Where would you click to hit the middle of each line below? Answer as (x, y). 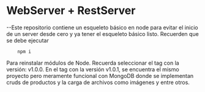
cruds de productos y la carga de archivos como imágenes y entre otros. (98, 82)
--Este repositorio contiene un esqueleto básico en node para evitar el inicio (102, 27)
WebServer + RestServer (71, 11)
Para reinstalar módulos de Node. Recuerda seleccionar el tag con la (93, 63)
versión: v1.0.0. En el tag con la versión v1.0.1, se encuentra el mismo (93, 69)
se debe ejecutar (28, 40)
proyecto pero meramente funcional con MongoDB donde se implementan (100, 76)
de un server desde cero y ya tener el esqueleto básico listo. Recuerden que (102, 34)
